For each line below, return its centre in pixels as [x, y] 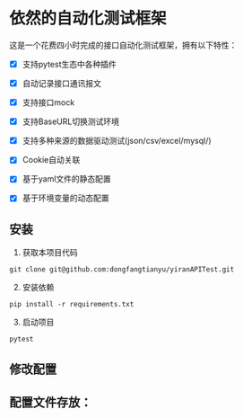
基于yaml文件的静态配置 [67, 179]
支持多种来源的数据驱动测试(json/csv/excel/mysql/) [117, 141]
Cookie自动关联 [51, 160]
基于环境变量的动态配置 [65, 198]
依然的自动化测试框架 [88, 18]
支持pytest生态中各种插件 [69, 64]
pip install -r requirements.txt [72, 305]
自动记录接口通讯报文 [61, 83]
